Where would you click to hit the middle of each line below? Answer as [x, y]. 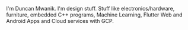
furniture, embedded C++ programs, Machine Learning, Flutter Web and [94, 15]
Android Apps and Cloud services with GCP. [60, 21]
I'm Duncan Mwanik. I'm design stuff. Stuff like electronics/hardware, [90, 9]
